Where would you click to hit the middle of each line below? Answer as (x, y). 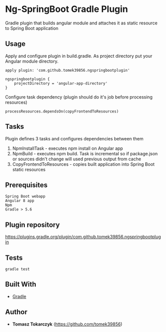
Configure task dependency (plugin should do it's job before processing (79, 97)
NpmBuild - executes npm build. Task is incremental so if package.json (85, 153)
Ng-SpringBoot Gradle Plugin (67, 9)
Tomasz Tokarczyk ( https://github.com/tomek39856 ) (67, 324)
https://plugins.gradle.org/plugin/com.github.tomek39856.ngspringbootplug (83, 237)
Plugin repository (33, 225)
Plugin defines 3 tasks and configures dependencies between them (74, 138)
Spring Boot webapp (25, 197)
